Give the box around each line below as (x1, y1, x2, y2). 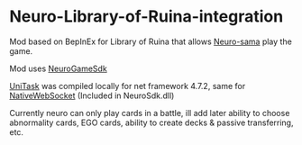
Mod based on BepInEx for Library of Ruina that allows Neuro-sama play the (9, 36, 293, 47)
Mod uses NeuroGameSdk (9, 63, 108, 74)
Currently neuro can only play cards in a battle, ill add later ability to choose (9, 107, 290, 118)
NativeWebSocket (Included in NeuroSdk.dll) (9, 90, 175, 101)
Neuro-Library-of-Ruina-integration (9, 6, 284, 27)
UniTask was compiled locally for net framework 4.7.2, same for (9, 80, 246, 91)
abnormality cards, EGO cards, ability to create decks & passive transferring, (9, 117, 294, 128)
